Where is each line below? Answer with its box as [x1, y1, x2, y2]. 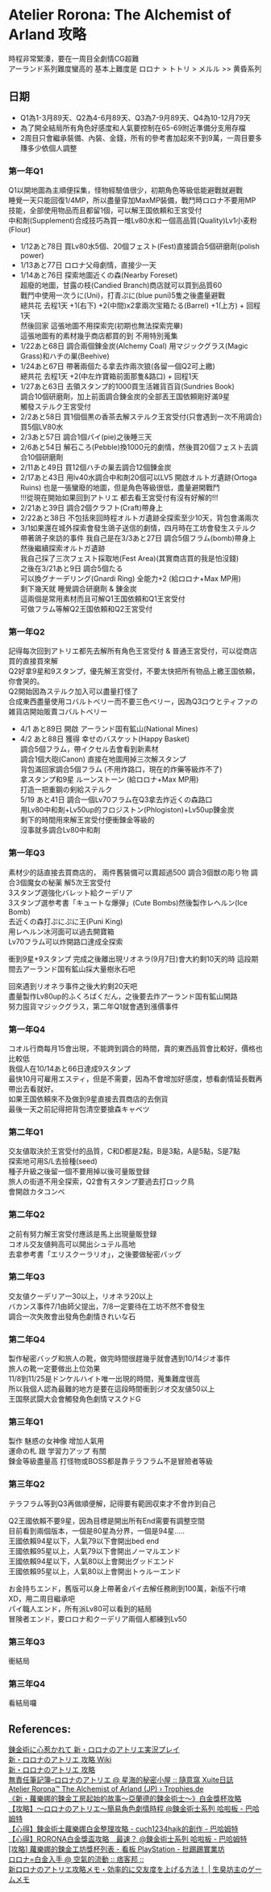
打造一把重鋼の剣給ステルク [19, 785, 113, 795]
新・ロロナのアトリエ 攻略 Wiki [8, 1754, 112, 1765]
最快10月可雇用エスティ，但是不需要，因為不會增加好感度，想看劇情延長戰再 [8, 1074, 263, 1084]
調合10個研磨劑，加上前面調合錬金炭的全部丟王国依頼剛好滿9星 [19, 392, 231, 401]
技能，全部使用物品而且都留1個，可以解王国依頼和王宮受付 [8, 206, 202, 215]
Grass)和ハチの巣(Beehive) [19, 351, 110, 361]
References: [8, 1722, 71, 1736]
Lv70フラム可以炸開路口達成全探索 [8, 936, 123, 946]
